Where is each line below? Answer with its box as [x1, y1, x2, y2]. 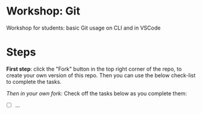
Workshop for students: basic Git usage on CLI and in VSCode [6, 24, 161, 31]
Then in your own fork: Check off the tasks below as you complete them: [6, 89, 187, 97]
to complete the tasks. [6, 78, 62, 85]
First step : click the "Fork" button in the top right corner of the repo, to [6, 65, 182, 72]
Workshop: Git [6, 4, 80, 18]
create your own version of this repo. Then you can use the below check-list [6, 71, 196, 79]
